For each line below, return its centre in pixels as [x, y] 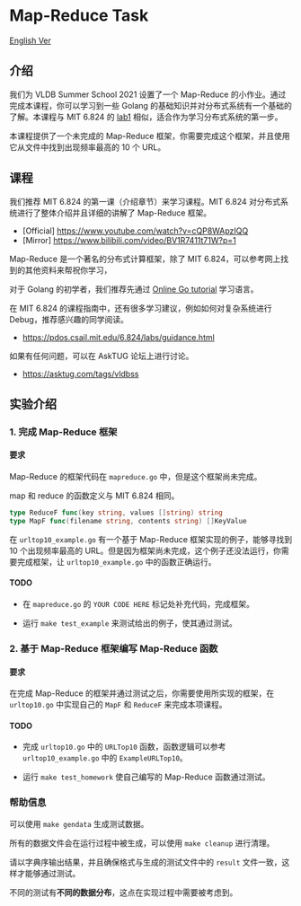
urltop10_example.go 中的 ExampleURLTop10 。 [105, 758]
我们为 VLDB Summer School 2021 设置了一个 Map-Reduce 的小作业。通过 [148, 94]
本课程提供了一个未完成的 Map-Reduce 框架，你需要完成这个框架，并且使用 [150, 136]
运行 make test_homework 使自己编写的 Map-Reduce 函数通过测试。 [146, 777]
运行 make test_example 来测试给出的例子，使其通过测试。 [130, 623]
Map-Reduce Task [79, 16]
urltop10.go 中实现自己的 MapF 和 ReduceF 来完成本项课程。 [118, 705]
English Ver [31, 40]
